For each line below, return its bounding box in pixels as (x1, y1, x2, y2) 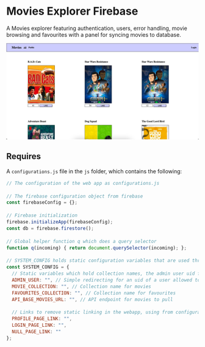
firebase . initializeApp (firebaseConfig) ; (6, 219, 113, 225)
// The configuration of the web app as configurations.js (6, 180, 160, 186)
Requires (6, 151, 41, 162)
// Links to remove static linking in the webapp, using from (12, 309, 173, 316)
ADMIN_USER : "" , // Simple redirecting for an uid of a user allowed (12, 277, 192, 283)
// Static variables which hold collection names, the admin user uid (12, 271, 195, 277)
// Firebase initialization (6, 212, 78, 218)
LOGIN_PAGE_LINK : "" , (12, 323, 67, 329)
